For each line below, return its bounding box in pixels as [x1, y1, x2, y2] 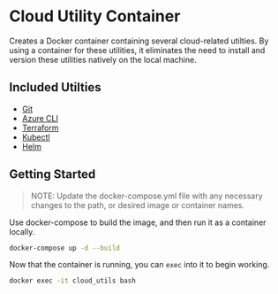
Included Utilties [9, 80, 101, 95]
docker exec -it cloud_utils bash [9, 276, 137, 285]
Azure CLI [21, 112, 59, 123]
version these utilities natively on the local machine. [9, 54, 197, 65]
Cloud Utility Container [9, 6, 181, 27]
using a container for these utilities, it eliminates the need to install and [9, 44, 266, 55]
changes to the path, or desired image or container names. [30, 199, 245, 210]
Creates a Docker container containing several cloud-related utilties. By [9, 35, 269, 46]
